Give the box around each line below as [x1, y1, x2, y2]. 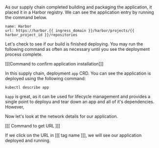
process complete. [5, 51, 43, 57]
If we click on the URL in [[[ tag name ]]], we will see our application [5, 132, 142, 138]
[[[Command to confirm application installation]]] [5, 61, 104, 66]
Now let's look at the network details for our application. [5, 113, 118, 119]
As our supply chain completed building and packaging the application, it [5, 4, 152, 10]
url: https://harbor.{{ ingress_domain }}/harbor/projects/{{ [5, 28, 135, 33]
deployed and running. [5, 138, 51, 143]
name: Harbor [5, 24, 32, 29]
